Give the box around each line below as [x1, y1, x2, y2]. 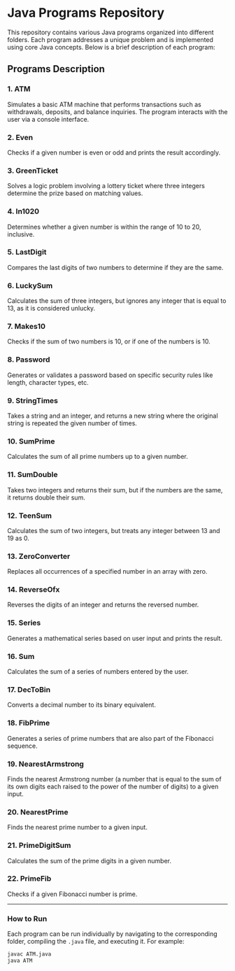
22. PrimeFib [7, 874, 52, 884]
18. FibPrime [7, 718, 50, 728]
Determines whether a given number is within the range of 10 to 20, [7, 222, 201, 231]
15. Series [7, 618, 41, 628]
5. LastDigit [7, 247, 47, 257]
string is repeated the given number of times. [7, 419, 138, 427]
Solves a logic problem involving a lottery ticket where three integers [7, 182, 205, 190]
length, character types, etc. [7, 378, 89, 386]
